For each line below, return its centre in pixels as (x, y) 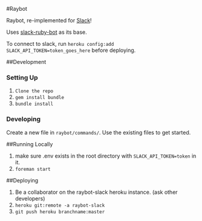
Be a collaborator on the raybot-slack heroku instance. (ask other (96, 192)
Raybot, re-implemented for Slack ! (49, 20)
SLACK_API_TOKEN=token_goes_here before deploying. (71, 50)
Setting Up (22, 77)
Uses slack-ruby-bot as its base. (47, 32)
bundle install (34, 104)
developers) (30, 198)
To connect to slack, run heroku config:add (60, 44)
